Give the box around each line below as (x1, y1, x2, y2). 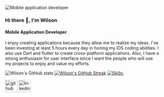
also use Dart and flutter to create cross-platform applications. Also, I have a (5, 50, 159, 56)
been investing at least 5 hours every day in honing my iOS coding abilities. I (5, 45, 159, 51)
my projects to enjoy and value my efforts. (5, 61, 90, 67)
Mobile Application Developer (5, 29, 67, 35)
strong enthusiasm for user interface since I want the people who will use (5, 55, 153, 61)
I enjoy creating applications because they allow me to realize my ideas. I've (5, 40, 159, 46)
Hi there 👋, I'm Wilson (5, 17, 58, 24)
